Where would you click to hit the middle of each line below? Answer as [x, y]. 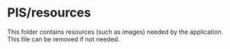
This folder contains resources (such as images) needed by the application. [115, 32]
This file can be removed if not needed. [64, 39]
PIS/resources [49, 13]
